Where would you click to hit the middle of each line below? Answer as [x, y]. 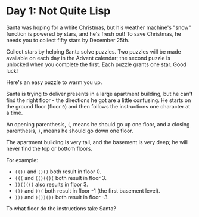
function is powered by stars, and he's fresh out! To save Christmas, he [94, 33]
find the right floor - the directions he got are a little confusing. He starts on [99, 100]
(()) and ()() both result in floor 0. [58, 172]
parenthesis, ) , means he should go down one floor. [70, 131]
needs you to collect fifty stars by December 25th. [68, 40]
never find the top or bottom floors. [49, 148]
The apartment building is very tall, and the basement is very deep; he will [97, 142]
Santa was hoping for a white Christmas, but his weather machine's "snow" [99, 27]
